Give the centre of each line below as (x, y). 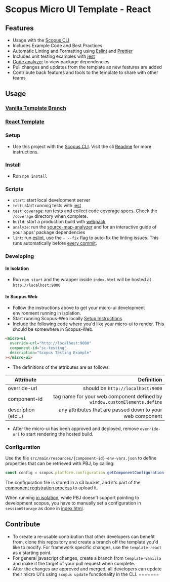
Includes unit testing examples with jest (54, 56)
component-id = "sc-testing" (38, 348)
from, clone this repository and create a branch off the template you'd (85, 542)
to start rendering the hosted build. (57, 434)
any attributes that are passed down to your (111, 410)
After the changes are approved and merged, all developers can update (87, 569)
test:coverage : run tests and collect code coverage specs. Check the (85, 211)
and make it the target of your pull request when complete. (74, 563)
